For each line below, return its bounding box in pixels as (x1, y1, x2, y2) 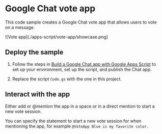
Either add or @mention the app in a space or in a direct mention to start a (5, 103, 155, 109)
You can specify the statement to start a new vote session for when (5, 118, 141, 124)
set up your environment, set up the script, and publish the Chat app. (12, 66, 152, 72)
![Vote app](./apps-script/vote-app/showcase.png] (5, 34, 108, 40)
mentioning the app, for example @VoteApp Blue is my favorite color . (5, 123, 148, 129)
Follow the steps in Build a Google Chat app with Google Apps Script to (12, 61, 156, 67)
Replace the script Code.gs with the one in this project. (12, 76, 122, 81)
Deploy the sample (5, 48, 64, 56)
